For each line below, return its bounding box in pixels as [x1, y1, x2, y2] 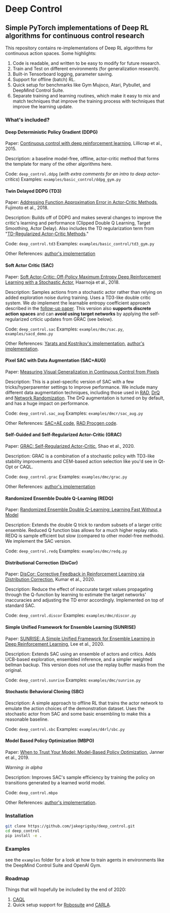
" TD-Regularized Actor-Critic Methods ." [5, 231, 89, 237]
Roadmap [5, 875, 29, 882]
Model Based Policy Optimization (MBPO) [5, 738, 94, 744]
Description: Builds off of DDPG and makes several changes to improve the [5, 215, 162, 221]
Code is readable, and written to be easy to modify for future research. [12, 60, 161, 66]
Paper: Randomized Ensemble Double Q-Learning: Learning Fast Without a [5, 506, 162, 513]
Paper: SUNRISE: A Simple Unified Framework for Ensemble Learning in [5, 636, 155, 642]
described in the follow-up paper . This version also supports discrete [5, 305, 151, 311]
